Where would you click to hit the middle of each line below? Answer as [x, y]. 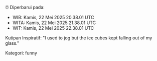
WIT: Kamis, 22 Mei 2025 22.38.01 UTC [53, 28]
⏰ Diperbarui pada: [25, 7]
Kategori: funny [21, 53]
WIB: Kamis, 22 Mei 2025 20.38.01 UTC [53, 17]
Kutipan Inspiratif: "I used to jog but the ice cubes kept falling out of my [79, 38]
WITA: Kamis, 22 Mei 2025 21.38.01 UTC [54, 23]
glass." [12, 43]
